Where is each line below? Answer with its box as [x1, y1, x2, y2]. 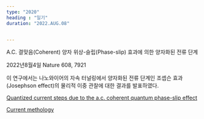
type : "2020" [6, 9, 40, 15]
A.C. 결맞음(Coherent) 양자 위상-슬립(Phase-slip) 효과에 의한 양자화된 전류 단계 [6, 48, 198, 56]
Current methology [6, 106, 54, 114]
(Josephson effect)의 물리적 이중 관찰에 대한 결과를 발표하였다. [6, 82, 159, 89]
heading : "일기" [6, 15, 48, 21]
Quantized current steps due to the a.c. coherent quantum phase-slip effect [6, 94, 198, 101]
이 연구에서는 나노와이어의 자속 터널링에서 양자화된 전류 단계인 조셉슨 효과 [6, 74, 183, 82]
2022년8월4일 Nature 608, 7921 [6, 62, 86, 69]
